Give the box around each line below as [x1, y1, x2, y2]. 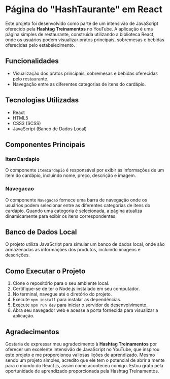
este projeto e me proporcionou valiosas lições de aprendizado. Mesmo [5, 352, 155, 358]
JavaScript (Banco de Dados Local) [12, 126, 87, 132]
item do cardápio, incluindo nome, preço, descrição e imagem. [5, 172, 136, 179]
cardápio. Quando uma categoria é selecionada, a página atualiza [5, 208, 143, 214]
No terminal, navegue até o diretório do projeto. [12, 291, 112, 297]
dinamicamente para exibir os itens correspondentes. [5, 213, 117, 219]
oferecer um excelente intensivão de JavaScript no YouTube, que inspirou [5, 346, 160, 352]
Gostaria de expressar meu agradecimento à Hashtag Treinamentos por [5, 341, 157, 347]
